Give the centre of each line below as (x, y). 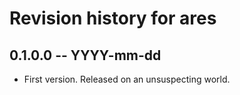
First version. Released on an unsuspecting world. (127, 79)
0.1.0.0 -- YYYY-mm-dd (85, 55)
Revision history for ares (113, 18)
